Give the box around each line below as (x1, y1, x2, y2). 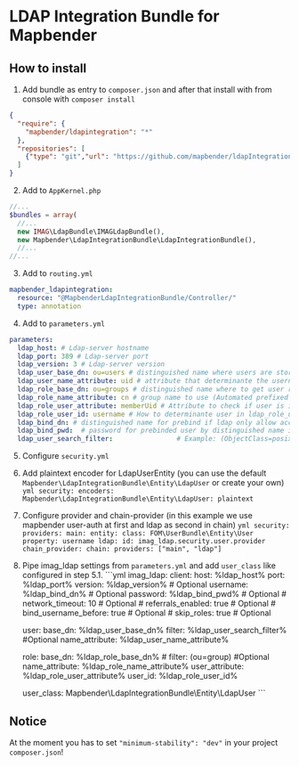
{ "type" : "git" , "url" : (25, 152, 109, 161)
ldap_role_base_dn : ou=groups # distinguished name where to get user (17, 385, 285, 394)
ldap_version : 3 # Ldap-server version (17, 360, 166, 369)
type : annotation (17, 301, 82, 311)
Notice (9, 713, 47, 729)
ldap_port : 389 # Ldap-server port (17, 352, 149, 361)
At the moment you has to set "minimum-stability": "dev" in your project (9, 737, 279, 747)
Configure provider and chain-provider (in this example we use (21, 510, 254, 521)
